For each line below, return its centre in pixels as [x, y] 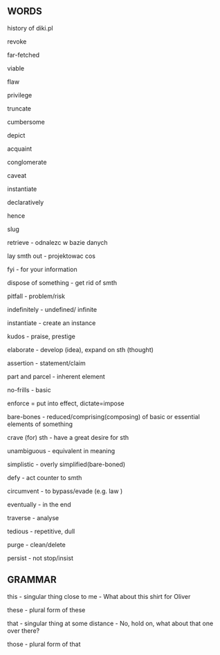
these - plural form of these [46, 610]
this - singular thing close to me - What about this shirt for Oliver [99, 596]
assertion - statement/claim [46, 363]
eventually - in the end [39, 504]
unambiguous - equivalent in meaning [61, 451]
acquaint [20, 149]
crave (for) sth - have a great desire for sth [68, 437]
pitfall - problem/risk [36, 296]
